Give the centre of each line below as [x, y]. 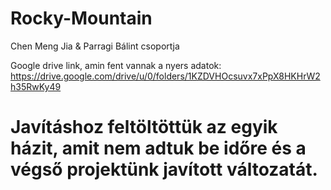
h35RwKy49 [36, 86]
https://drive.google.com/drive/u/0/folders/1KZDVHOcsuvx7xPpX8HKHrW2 [165, 76]
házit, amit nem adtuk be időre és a [158, 148]
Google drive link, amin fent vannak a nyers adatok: [116, 65]
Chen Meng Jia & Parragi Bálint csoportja [95, 46]
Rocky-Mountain [81, 18]
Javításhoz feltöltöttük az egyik [144, 127]
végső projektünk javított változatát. [164, 169]
